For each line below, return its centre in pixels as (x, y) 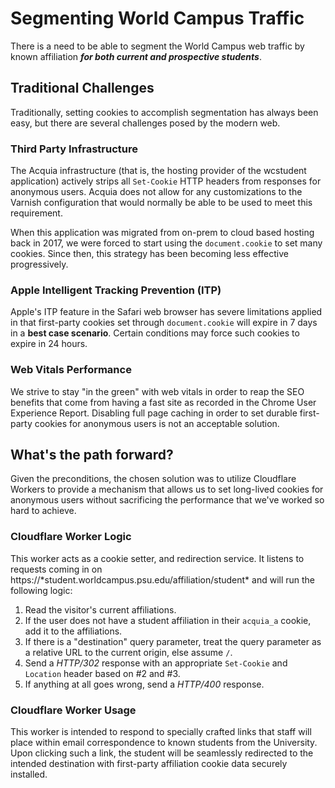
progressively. (39, 264)
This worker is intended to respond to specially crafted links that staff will (161, 732)
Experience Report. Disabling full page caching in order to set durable (154, 413)
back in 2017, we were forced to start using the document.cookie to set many (166, 243)
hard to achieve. (43, 511)
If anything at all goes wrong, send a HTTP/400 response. (144, 684)
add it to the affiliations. (73, 631)
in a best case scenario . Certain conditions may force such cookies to (155, 333)
